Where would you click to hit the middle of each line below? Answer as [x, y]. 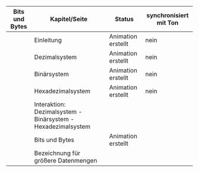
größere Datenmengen [66, 160]
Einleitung [48, 40]
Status [124, 19]
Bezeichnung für [57, 153]
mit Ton [168, 23]
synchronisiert [168, 15]
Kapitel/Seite [69, 19]
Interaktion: [50, 104]
